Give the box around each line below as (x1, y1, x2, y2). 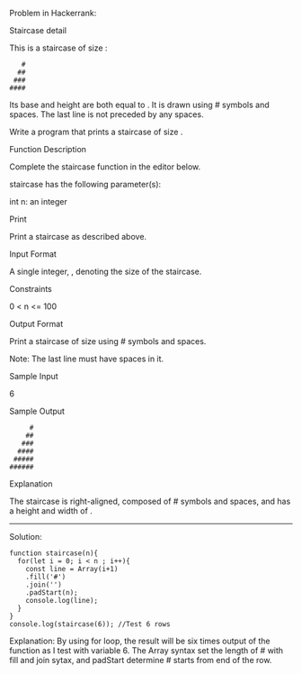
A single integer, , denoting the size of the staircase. (9, 266, 202, 277)
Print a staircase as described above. (9, 232, 147, 241)
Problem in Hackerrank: (9, 8, 97, 18)
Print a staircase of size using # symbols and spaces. (9, 336, 207, 346)
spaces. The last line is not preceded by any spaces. (9, 109, 204, 120)
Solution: (9, 532, 42, 542)
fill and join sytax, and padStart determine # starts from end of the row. (9, 655, 272, 665)
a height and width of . (9, 505, 93, 516)
